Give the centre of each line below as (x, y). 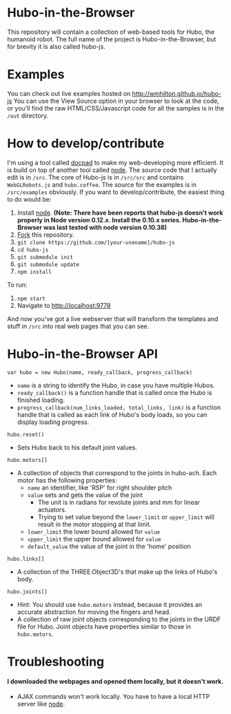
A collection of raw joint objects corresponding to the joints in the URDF (119, 619)
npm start (31, 298)
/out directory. (28, 115)
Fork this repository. (46, 234)
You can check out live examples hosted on (69, 93)
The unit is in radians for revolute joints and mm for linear (119, 502)
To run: (17, 284)
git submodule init (45, 257)
